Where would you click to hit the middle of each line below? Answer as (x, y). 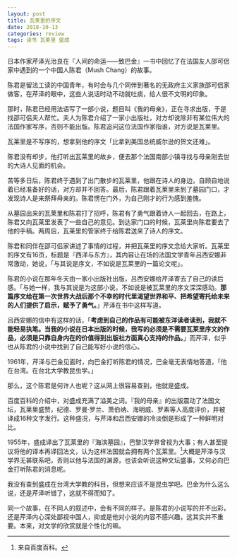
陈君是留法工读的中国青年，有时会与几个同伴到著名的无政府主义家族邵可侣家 (119, 85)
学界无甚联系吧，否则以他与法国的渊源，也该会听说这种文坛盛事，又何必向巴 (119, 460)
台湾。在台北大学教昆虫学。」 (55, 371)
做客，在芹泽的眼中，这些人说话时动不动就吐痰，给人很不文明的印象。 (109, 94)
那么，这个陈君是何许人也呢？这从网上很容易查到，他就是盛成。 (100, 385)
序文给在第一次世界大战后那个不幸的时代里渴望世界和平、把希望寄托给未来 (121, 296)
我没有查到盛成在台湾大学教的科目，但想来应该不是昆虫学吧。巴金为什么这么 (119, 484)
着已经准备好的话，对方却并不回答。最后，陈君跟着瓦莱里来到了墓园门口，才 (119, 190)
